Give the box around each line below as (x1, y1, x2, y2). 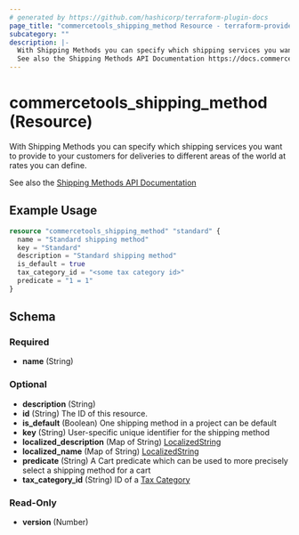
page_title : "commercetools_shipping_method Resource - (9, 21, 221, 30)
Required (9, 336, 50, 348)
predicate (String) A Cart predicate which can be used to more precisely (21, 455, 289, 466)
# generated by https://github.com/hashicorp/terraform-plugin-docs (9, 12, 269, 22)
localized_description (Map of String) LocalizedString (21, 436, 222, 447)
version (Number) (21, 517, 89, 528)
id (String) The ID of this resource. (21, 408, 149, 418)
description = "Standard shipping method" (17, 251, 177, 261)
